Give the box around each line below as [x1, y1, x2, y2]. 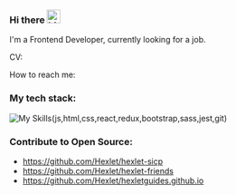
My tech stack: [9, 92, 77, 104]
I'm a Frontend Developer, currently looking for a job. [9, 34, 206, 45]
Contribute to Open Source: [9, 135, 133, 148]
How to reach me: [9, 69, 76, 81]
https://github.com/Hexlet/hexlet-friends [22, 165, 175, 176]
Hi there [9, 14, 45, 26]
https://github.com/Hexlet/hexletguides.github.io [22, 175, 204, 186]
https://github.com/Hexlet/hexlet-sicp [22, 155, 164, 167]
